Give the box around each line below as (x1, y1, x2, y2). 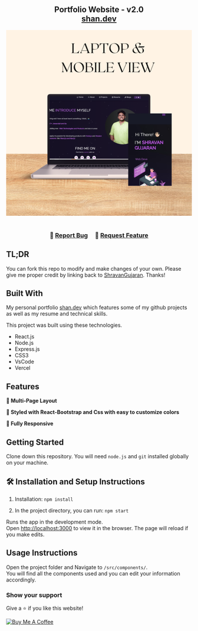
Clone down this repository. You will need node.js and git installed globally (6, 452, 189, 459)
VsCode (14, 358, 34, 365)
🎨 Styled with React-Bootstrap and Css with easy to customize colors (6, 409, 180, 416)
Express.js (14, 346, 40, 353)
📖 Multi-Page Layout (6, 397, 57, 405)
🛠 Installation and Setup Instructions (6, 477, 146, 487)
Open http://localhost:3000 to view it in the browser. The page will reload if (6, 524, 189, 531)
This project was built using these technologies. (6, 321, 123, 329)
